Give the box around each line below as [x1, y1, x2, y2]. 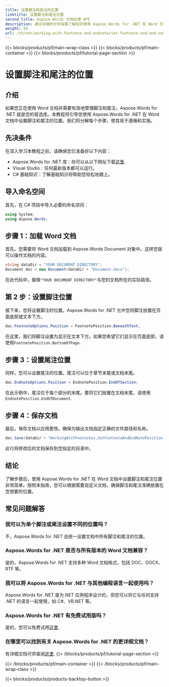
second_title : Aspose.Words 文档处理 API [5, 17, 91, 22]
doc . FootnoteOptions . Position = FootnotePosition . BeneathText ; [5, 323, 141, 329]
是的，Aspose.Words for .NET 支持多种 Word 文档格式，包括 [5, 559, 131, 565]
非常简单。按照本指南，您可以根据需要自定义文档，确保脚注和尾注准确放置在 [5, 482, 164, 488]
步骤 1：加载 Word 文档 [5, 232, 76, 240]
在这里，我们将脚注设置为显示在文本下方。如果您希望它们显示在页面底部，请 [5, 333, 164, 339]
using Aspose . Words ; [5, 216, 49, 221]
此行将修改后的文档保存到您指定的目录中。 [5, 445, 94, 451]
